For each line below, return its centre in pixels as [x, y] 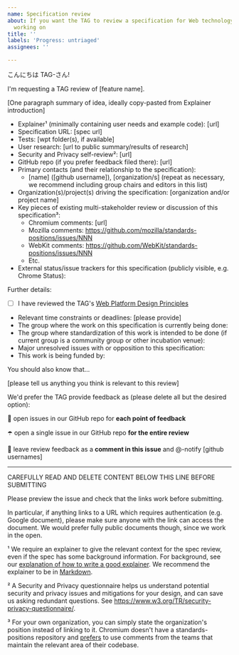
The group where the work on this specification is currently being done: [123, 325]
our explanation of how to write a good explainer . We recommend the [109, 564]
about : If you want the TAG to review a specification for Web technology [121, 21]
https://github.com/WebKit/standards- [142, 245]
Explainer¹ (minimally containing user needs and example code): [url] [118, 124]
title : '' [22, 34]
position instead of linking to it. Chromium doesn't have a [91, 630]
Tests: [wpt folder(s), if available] [66, 139]
